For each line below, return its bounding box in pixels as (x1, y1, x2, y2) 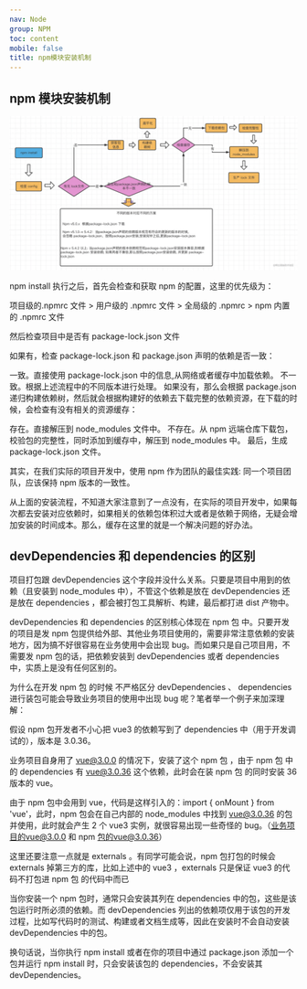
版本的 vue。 (9, 778, 58, 789)
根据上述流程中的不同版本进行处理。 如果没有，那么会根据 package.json (25, 380, 297, 392)
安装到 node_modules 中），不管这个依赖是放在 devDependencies (33, 586, 281, 597)
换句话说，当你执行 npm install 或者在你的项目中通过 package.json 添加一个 (9, 947, 294, 958)
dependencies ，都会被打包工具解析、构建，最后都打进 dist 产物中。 (35, 597, 294, 608)
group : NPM (9, 24, 51, 34)
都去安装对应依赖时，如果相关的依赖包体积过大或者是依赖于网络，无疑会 (16, 507, 290, 518)
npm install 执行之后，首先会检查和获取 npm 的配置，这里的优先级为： (9, 280, 274, 292)
